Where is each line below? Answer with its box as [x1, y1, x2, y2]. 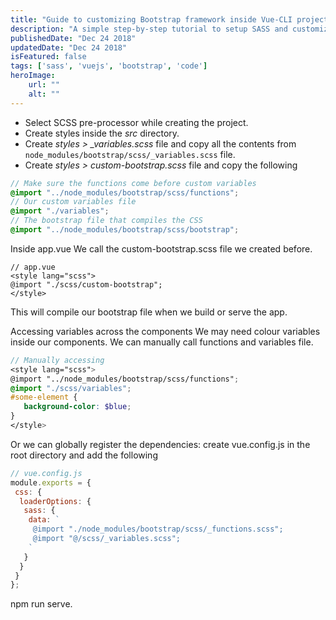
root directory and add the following [10, 449, 158, 461]
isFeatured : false [10, 52, 87, 62]
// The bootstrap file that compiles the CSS [10, 216, 203, 226]
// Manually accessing [10, 355, 105, 365]
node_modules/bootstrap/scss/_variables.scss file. [24, 148, 236, 160]
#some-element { [10, 392, 78, 403]
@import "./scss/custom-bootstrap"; [10, 279, 163, 290]
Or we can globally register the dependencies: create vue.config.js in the [10, 438, 311, 450]
